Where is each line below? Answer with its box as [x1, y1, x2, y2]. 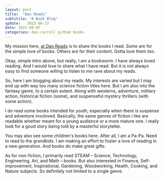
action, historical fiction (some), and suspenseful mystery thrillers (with [5, 93, 149, 99]
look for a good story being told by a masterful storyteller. [5, 123, 121, 129]
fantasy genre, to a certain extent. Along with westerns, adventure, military [5, 88, 156, 94]
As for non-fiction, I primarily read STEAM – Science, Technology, [5, 153, 138, 159]
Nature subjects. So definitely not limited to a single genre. [5, 168, 123, 174]
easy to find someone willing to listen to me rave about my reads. [5, 68, 137, 74]
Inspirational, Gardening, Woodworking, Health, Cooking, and [34, 163, 158, 169]
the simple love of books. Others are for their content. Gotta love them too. [5, 48, 156, 54]
